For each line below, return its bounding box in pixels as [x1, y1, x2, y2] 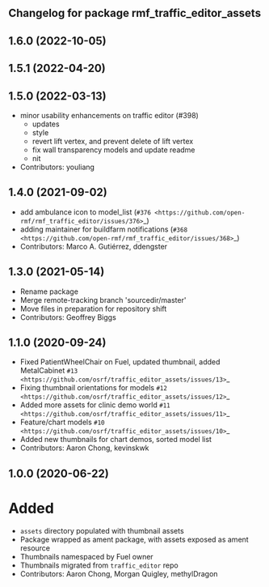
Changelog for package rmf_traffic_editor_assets [8, 6, 261, 20]
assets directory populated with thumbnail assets [19, 525, 184, 535]
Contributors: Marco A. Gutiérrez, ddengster [19, 241, 168, 251]
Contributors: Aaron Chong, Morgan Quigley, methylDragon [19, 568, 218, 578]
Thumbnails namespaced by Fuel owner [19, 551, 153, 561]
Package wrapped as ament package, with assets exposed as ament [19, 534, 249, 544]
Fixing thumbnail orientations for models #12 [19, 383, 168, 393]
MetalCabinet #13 [19, 366, 78, 376]
